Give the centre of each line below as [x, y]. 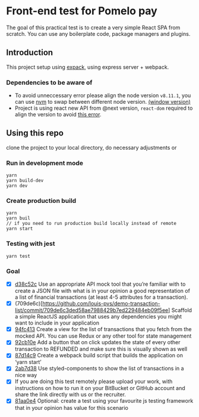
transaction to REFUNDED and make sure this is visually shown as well [101, 349]
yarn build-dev [25, 181]
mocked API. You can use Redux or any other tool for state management [103, 336]
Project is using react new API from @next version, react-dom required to [104, 108]
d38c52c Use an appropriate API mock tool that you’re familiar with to [100, 284]
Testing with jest [31, 244]
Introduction [30, 53]
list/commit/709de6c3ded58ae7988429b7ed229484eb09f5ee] [92, 310]
